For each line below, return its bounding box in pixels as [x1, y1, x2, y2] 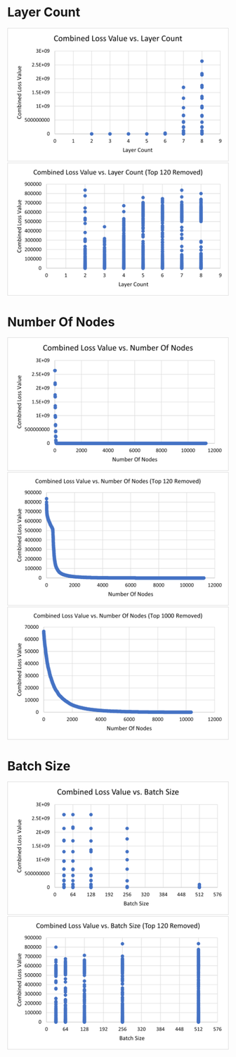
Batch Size [7, 758, 71, 774]
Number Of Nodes [7, 314, 115, 330]
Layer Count [7, 4, 81, 20]
